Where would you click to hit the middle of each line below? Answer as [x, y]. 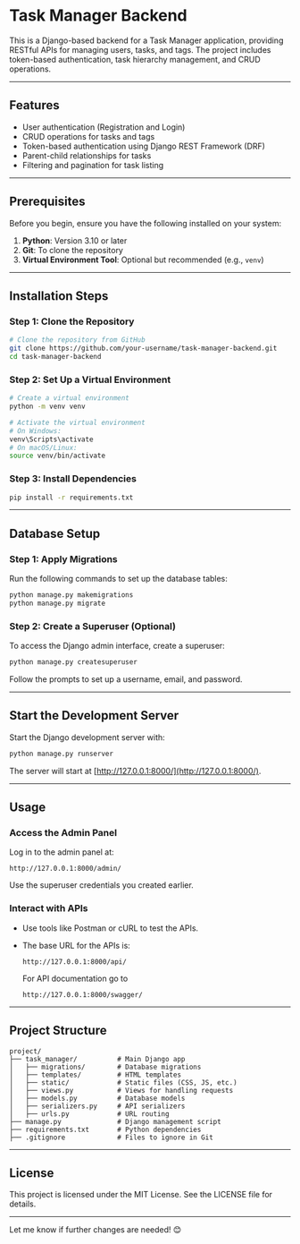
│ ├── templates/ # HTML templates [95, 1075]
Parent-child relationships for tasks [87, 155]
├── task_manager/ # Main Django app [97, 1059]
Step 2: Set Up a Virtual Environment [90, 379]
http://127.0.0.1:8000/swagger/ [82, 994]
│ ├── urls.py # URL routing [89, 1114]
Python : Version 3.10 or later [75, 240]
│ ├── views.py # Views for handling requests [121, 1090]
